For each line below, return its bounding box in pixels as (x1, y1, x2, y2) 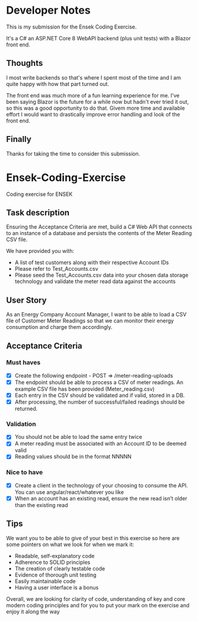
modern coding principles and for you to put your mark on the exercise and (6, 601, 190, 609)
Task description (6, 207, 70, 217)
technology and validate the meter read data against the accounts (14, 278, 176, 285)
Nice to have (6, 468, 43, 477)
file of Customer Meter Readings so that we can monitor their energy (6, 317, 174, 324)
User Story (6, 295, 47, 305)
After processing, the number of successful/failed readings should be (14, 398, 185, 405)
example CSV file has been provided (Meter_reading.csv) (14, 385, 155, 392)
